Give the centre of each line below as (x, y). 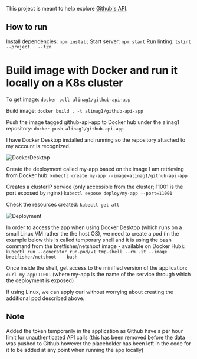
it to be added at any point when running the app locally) (75, 350)
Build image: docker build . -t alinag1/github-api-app (75, 110)
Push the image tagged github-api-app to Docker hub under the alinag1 (93, 122)
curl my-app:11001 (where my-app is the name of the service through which (98, 274)
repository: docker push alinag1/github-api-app (65, 128)
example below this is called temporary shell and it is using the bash (89, 240)
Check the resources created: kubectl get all (63, 204)
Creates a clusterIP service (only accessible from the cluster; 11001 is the (95, 187)
